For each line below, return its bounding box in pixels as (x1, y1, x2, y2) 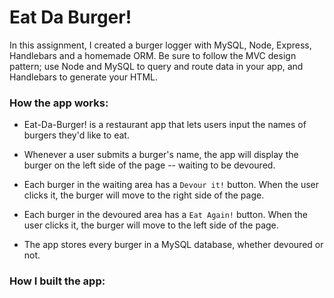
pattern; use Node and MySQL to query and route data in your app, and (9, 60, 304, 72)
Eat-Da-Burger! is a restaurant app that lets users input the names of (23, 119, 307, 131)
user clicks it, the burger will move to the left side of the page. (23, 219, 279, 231)
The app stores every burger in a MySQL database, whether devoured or (23, 239, 324, 251)
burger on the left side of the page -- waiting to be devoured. (23, 159, 276, 171)
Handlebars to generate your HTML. (9, 71, 158, 83)
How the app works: (9, 96, 109, 110)
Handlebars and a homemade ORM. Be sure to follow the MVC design (9, 49, 297, 61)
